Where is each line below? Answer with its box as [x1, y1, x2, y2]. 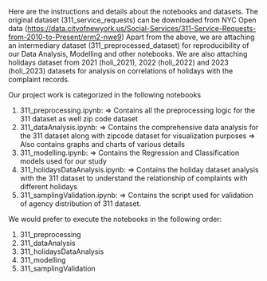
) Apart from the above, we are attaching [121, 32, 255, 42]
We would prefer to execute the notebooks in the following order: [8, 215, 222, 224]
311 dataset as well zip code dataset [19, 114, 138, 123]
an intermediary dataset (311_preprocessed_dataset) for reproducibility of [8, 41, 249, 50]
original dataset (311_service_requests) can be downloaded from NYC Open [8, 15, 257, 25]
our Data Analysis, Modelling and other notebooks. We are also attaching [8, 49, 248, 58]
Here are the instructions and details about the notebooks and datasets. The [8, 7, 259, 16]
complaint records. [8, 75, 70, 84]
